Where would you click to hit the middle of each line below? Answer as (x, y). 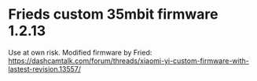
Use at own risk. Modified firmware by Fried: (80, 52)
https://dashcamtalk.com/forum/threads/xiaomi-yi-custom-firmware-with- (129, 61)
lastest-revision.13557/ (44, 69)
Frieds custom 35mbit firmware (113, 14)
